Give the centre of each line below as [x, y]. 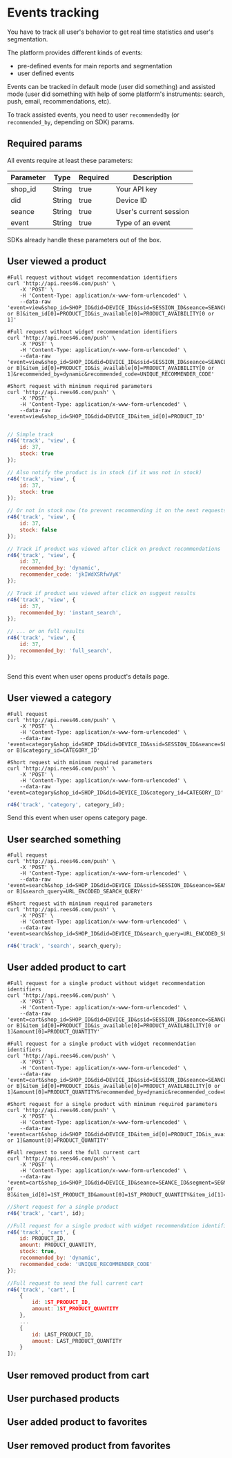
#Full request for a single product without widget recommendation [106, 983]
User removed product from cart [78, 1375]
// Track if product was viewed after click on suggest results [101, 593]
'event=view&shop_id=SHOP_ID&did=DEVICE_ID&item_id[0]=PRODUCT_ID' [106, 416]
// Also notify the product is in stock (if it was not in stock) [105, 472]
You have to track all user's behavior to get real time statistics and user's [110, 32]
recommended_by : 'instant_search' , [71, 612]
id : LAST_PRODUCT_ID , [63, 1334]
